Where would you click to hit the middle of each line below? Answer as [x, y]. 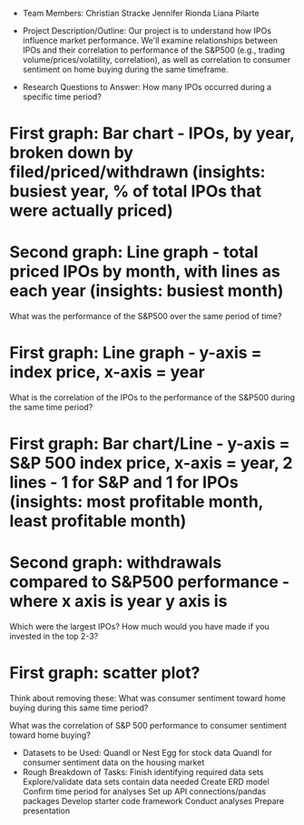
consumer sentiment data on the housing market [113, 762]
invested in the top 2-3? [54, 637]
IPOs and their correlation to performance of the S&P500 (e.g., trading [154, 50]
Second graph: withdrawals [116, 563]
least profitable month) [98, 521]
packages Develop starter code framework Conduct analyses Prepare [153, 801]
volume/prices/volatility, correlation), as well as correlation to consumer [157, 60]
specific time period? [62, 96]
